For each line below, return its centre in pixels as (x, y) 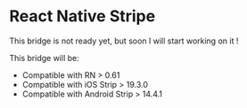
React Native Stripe (82, 16)
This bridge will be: (44, 58)
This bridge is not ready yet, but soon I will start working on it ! (124, 41)
